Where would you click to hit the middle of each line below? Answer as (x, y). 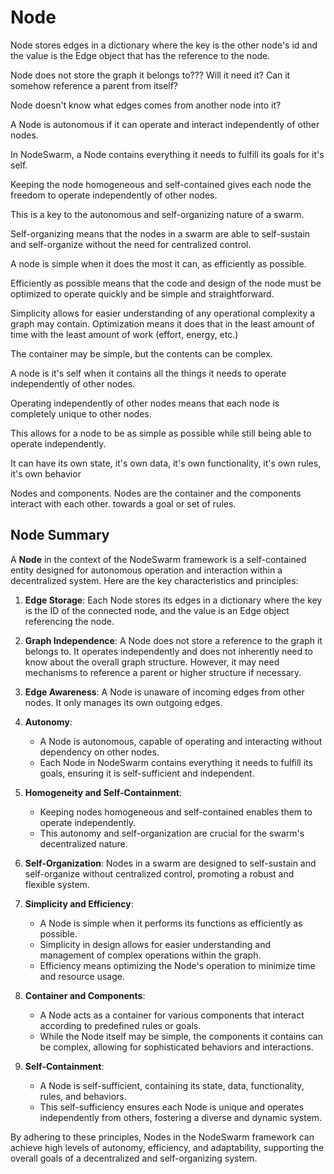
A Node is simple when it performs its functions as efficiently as (171, 923)
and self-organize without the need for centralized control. (131, 244)
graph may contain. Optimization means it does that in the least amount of (162, 323)
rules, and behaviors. (83, 1096)
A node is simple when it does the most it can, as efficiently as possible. (158, 263)
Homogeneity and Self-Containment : (103, 792)
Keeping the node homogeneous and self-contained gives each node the (161, 184)
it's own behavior (46, 473)
